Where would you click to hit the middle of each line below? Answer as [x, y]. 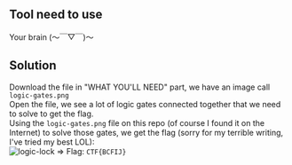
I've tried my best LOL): [52, 142]
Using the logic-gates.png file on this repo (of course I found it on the [137, 122]
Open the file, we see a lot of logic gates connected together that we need [145, 104]
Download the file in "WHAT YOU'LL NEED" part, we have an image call [140, 87]
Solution [33, 66]
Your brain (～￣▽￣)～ [51, 37]
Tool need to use [56, 15]
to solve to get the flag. [51, 114]
